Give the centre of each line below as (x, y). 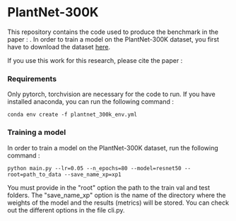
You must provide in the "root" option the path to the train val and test (109, 187)
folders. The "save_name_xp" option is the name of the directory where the (117, 195)
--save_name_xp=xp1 (93, 174)
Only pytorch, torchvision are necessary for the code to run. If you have (111, 94)
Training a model (37, 133)
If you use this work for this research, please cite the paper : (95, 60)
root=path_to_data (34, 174)
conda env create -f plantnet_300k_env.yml (72, 115)
